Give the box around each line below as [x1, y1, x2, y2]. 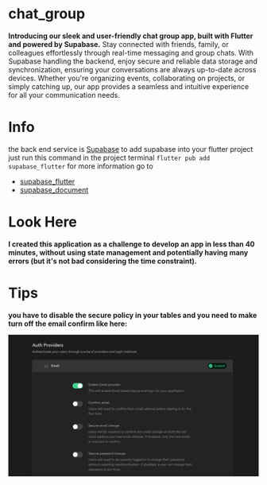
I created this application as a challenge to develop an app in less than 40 [8, 239, 256, 249]
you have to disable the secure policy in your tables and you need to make [8, 310, 257, 320]
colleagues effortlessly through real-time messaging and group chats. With [8, 48, 254, 57]
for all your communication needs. [8, 90, 121, 99]
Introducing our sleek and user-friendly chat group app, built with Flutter [8, 31, 253, 41]
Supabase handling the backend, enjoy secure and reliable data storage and [8, 56, 258, 66]
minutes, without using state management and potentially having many [8, 247, 249, 257]
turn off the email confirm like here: [8, 319, 128, 328]
